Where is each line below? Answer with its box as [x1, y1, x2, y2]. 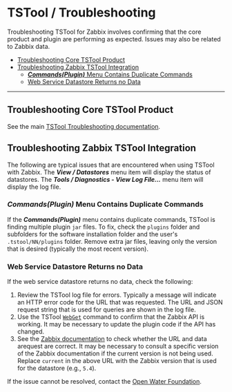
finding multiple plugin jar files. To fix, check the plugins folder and [7, 223, 200, 231]
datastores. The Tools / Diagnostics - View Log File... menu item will [7, 175, 204, 183]
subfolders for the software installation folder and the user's [7, 229, 178, 238]
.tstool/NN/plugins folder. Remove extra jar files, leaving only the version [7, 237, 217, 245]
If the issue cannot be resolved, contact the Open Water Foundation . [7, 378, 202, 386]
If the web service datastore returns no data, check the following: [7, 278, 193, 286]
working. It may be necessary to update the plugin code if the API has [17, 320, 216, 329]
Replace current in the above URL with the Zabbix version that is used [17, 357, 217, 365]
